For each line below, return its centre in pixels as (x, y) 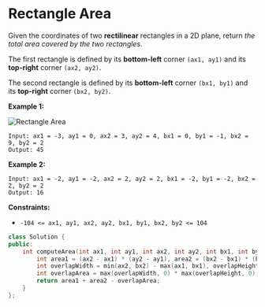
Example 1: (26, 106)
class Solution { (37, 237)
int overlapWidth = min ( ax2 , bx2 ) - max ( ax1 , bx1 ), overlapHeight (148, 266)
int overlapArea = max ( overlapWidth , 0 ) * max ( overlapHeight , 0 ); (148, 274)
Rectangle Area (60, 14)
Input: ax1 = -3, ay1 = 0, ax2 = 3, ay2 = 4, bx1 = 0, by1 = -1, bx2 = (128, 136)
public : (21, 244)
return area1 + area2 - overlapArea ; (98, 281)
